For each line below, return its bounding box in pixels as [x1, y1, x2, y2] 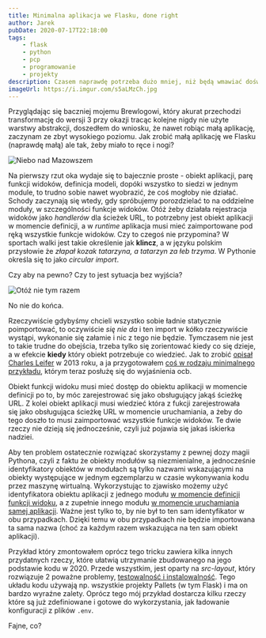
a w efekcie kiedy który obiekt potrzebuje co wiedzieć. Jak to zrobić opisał [8, 349, 253, 360]
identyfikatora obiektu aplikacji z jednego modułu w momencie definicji [8, 489, 241, 499]
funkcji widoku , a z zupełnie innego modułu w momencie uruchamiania [8, 498, 240, 508]
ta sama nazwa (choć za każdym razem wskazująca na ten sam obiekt [8, 523, 238, 533]
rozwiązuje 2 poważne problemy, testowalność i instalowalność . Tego [8, 572, 236, 582]
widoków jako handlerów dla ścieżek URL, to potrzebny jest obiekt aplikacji [8, 213, 253, 222]
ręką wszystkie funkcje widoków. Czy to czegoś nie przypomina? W [8, 230, 230, 240]
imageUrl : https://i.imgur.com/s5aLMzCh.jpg [8, 85, 158, 93]
